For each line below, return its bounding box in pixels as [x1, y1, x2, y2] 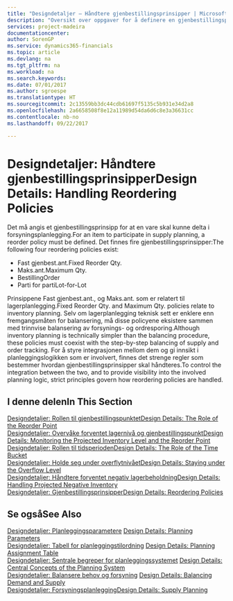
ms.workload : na [7, 68, 54, 75]
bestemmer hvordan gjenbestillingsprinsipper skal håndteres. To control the [7, 361, 222, 369]
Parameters [7, 534, 40, 543]
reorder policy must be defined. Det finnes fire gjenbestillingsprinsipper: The [7, 238, 224, 247]
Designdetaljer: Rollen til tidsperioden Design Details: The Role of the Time [7, 444, 218, 452]
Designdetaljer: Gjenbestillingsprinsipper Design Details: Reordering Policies [7, 488, 223, 497]
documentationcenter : [7, 29, 70, 37]
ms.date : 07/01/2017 [7, 81, 67, 88]
